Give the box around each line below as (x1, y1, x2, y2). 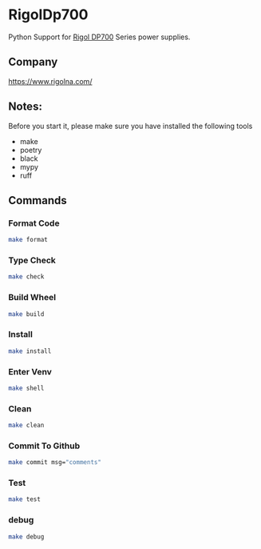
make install (8, 347, 52, 355)
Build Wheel (8, 292, 57, 303)
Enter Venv (8, 366, 52, 377)
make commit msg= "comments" (8, 459, 102, 467)
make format (8, 236, 48, 244)
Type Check (8, 254, 56, 266)
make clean (8, 422, 45, 430)
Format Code (8, 218, 60, 229)
